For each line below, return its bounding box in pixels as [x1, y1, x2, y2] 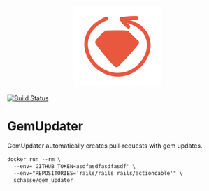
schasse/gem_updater [13, 176, 73, 183]
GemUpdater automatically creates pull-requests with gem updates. [7, 142, 203, 150]
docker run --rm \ [7, 155, 61, 162]
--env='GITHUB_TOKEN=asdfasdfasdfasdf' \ [13, 162, 136, 169]
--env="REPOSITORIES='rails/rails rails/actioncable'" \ [13, 169, 183, 176]
